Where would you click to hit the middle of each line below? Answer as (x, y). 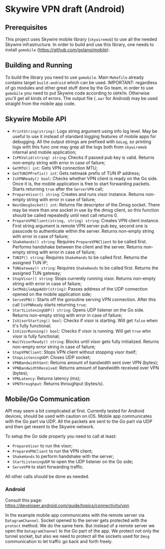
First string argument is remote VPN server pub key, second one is (80, 226)
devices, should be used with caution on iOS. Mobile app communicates (79, 416)
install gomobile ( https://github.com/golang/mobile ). (58, 50)
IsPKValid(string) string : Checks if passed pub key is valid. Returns (83, 157)
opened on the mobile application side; (52, 294)
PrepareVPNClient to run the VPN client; (52, 451)
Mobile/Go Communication (48, 399)
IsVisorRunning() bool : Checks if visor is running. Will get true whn (82, 331)
